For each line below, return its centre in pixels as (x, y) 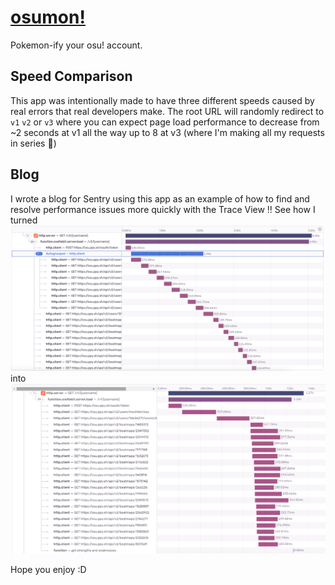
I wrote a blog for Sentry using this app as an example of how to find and (160, 198)
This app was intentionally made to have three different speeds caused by (162, 100)
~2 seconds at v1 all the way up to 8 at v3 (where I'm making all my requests (167, 132)
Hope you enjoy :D (48, 570)
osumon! (48, 17)
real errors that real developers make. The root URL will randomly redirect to (167, 111)
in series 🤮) (33, 143)
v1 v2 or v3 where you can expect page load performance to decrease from (165, 122)
